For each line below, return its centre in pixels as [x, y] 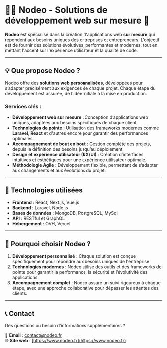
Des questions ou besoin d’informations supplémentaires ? [65, 326]
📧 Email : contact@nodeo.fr [34, 335]
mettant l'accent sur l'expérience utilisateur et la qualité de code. [72, 50]
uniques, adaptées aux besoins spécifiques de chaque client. [75, 123]
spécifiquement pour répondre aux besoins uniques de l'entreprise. [81, 261]
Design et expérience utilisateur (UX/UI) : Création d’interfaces [78, 155]
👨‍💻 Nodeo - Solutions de [56, 10]
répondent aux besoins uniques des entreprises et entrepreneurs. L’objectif [82, 40]
